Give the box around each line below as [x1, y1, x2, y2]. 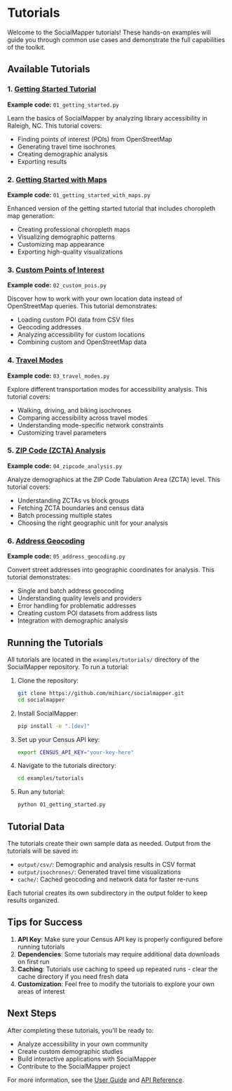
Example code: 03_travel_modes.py [7, 371, 110, 380]
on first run [17, 957, 50, 966]
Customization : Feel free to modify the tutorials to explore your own [17, 980, 215, 988]
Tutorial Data [7, 821, 65, 832]
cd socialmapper [17, 696, 65, 704]
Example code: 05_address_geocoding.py [7, 552, 126, 561]
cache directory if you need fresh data [17, 972, 129, 980]
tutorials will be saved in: [7, 846, 79, 855]
